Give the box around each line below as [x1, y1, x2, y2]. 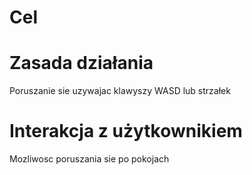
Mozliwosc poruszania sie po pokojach [9, 153, 170, 165]
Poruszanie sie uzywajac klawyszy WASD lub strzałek [9, 85, 231, 97]
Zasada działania [9, 52, 154, 75]
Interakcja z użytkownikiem [9, 120, 243, 143]
